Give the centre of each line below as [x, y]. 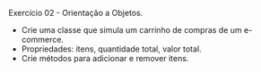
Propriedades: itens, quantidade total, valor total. [112, 49]
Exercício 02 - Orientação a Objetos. [76, 13]
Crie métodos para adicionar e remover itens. [105, 58]
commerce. [43, 40]
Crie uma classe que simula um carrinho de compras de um [132, 30]
